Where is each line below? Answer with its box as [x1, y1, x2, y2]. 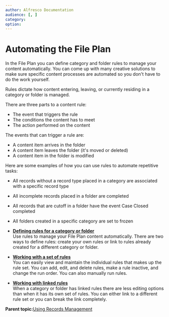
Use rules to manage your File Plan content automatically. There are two [12, 233, 164, 239]
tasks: [5, 168, 18, 174]
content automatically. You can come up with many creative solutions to [5, 66, 156, 72]
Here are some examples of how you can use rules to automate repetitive [5, 163, 158, 169]
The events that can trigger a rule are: [5, 132, 85, 138]
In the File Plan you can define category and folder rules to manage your [5, 60, 157, 67]
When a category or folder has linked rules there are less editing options [12, 286, 164, 292]
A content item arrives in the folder [12, 142, 86, 148]
